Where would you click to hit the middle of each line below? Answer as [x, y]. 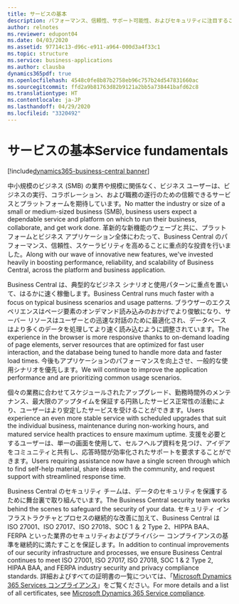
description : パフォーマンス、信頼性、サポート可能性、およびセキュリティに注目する [118, 21]
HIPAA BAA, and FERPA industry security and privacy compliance [103, 568]
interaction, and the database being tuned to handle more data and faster [115, 352]
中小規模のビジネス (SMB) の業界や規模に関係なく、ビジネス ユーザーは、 [116, 185]
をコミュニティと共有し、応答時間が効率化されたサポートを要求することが [116, 452]
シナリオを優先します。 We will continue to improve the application [110, 369]
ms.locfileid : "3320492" [44, 113]
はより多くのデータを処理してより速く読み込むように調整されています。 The [118, 329]
